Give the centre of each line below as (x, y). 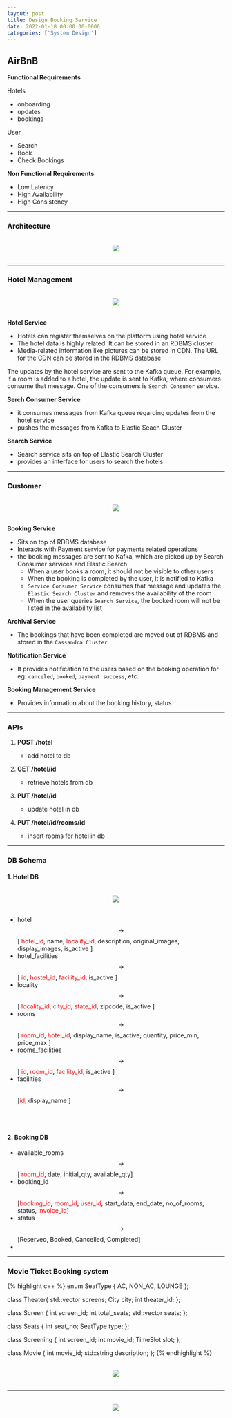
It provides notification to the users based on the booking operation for (118, 669)
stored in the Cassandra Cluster (62, 642)
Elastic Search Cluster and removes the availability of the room (119, 593)
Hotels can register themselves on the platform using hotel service (112, 336)
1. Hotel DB (23, 876)
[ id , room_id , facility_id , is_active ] (66, 1072)
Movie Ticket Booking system (58, 1271)
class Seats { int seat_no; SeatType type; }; (68, 1326)
